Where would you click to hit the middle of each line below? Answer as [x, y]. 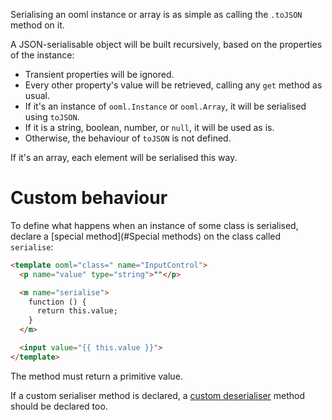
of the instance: [42, 55]
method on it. [37, 25]
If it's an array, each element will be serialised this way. [124, 157]
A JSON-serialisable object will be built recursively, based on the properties [166, 44]
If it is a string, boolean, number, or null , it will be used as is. [149, 127]
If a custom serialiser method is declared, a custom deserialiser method [158, 395]
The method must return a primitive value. [96, 376]
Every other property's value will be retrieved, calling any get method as [173, 85]
